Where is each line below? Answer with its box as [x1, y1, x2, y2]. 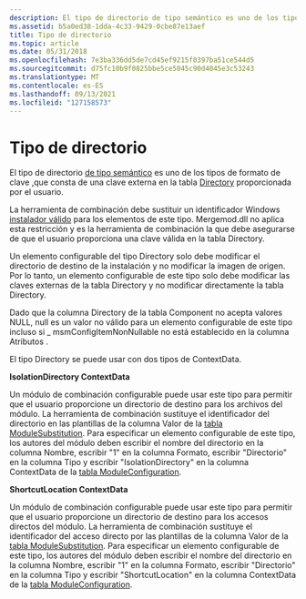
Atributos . [9, 336, 48, 347]
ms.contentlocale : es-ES [9, 81, 104, 90]
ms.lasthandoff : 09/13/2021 [9, 89, 117, 98]
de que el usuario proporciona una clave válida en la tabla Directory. [9, 233, 265, 244]
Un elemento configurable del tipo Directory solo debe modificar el [9, 251, 260, 262]
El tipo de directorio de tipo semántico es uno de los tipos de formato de [9, 168, 280, 178]
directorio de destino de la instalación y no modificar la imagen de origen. [9, 260, 286, 271]
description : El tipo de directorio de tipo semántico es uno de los [9, 13, 280, 23]
